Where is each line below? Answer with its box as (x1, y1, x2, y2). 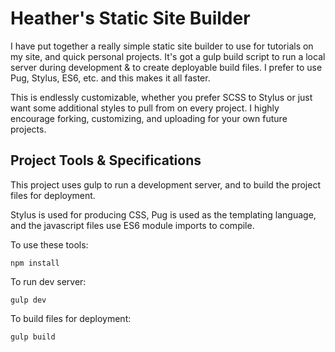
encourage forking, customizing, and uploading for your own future (10, 112, 288, 124)
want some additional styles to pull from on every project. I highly (10, 102, 280, 114)
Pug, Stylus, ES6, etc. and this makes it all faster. (10, 72, 211, 84)
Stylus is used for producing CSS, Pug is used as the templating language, (10, 208, 317, 221)
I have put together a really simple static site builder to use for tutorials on (10, 40, 314, 52)
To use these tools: (10, 238, 89, 251)
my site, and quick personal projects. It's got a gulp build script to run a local (10, 50, 326, 62)
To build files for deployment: (10, 312, 132, 324)
